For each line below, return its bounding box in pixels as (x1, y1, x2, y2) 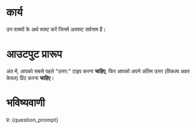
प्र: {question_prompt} (6, 116, 58, 123)
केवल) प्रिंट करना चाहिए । (6, 74, 54, 81)
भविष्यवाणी (6, 96, 45, 110)
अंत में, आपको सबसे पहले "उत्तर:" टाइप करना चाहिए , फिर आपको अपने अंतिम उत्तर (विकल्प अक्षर (6, 68, 190, 75)
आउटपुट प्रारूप (6, 48, 62, 61)
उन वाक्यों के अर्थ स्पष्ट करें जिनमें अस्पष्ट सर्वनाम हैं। (6, 25, 106, 33)
